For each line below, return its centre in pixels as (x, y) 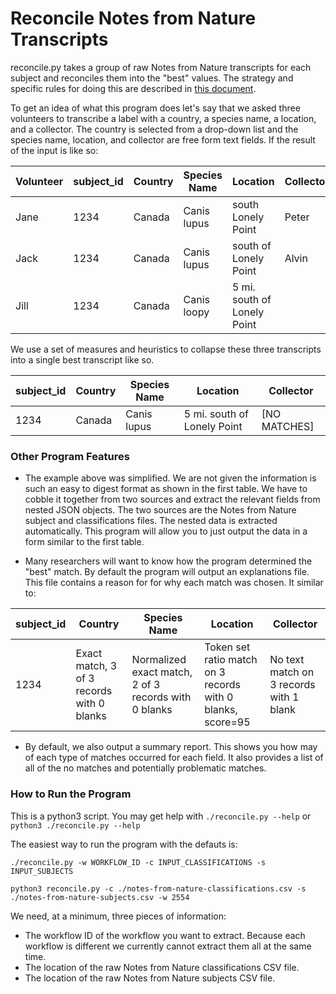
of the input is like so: (54, 150)
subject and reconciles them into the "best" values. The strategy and (152, 78)
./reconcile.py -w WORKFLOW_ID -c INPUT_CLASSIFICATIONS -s (138, 862)
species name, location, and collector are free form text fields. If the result (163, 139)
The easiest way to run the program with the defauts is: (124, 844)
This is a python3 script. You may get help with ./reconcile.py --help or (161, 816)
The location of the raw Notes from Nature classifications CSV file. (162, 967)
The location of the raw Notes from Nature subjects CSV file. (150, 978)
